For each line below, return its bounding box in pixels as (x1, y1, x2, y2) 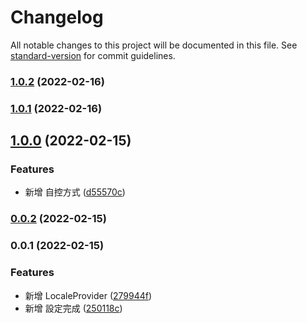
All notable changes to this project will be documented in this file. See (10, 39, 298, 51)
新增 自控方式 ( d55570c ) (24, 186, 126, 198)
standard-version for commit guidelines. (10, 49, 176, 61)
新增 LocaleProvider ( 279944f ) (24, 289, 153, 301)
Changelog (10, 6, 104, 29)
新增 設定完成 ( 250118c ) (24, 302, 123, 314)
